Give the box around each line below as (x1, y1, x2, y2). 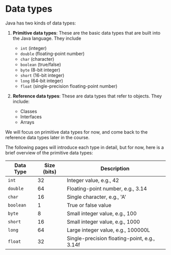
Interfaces (20, 113, 42, 120)
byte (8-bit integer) (20, 67, 61, 73)
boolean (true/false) (20, 61, 61, 67)
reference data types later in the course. (5, 134, 90, 140)
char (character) (20, 56, 54, 62)
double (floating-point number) (20, 50, 85, 57)
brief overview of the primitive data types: (5, 149, 93, 156)
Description (100, 165, 130, 172)
